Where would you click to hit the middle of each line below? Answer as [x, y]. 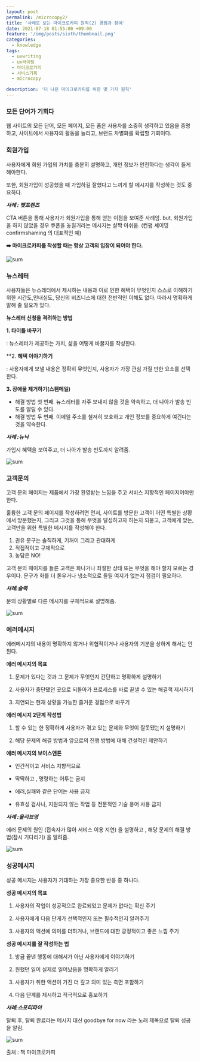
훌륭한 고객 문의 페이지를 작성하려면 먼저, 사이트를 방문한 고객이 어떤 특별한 [94, 513]
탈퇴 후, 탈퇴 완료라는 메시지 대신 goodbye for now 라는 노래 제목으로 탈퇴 [93, 1020]
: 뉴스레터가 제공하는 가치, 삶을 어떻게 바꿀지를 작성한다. [71, 343]
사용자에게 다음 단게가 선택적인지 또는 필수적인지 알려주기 [82, 918]
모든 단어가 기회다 [30, 111]
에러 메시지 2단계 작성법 [34, 715]
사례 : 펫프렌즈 [23, 205]
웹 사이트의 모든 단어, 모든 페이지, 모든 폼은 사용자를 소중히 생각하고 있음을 [93, 126]
